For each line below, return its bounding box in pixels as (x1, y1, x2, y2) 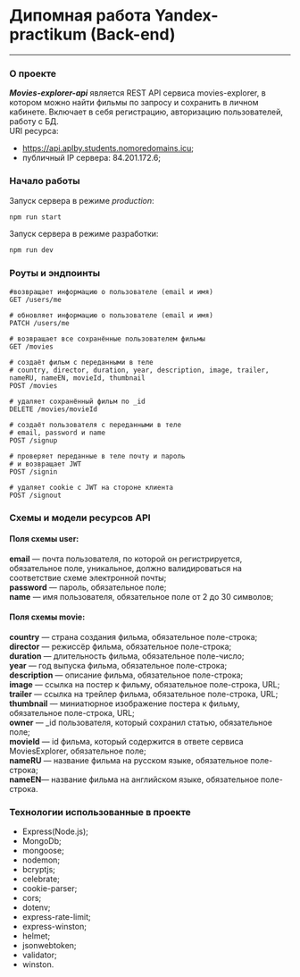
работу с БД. (9, 116, 60, 127)
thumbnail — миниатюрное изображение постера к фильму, (9, 698, 240, 709)
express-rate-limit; (21, 912, 91, 922)
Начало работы (9, 175, 80, 188)
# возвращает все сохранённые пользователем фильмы (9, 334, 205, 343)
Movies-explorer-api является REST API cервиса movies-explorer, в (9, 88, 266, 98)
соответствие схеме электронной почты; (9, 572, 167, 583)
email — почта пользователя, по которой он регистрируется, (9, 553, 243, 564)
